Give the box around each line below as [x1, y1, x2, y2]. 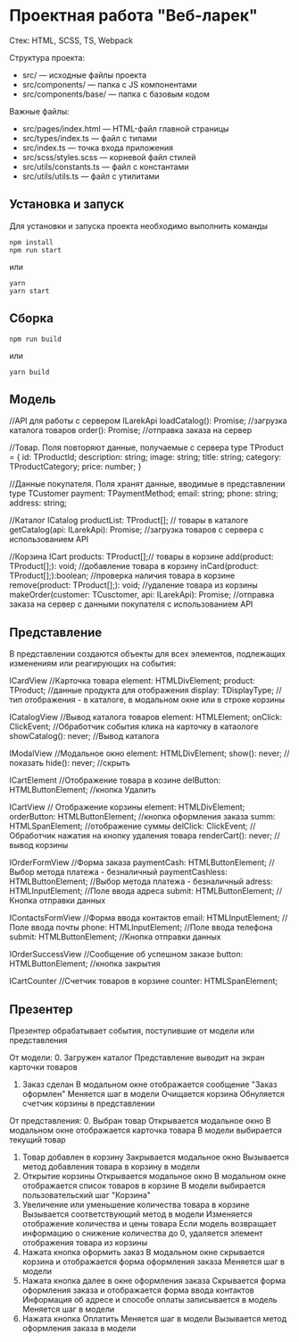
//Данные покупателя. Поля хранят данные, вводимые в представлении [9, 479, 286, 489]
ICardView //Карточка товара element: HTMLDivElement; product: [9, 675, 255, 686]
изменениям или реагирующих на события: [9, 658, 177, 669]
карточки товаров [9, 1062, 78, 1072]
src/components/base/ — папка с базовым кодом [21, 89, 210, 99]
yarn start [9, 286, 50, 295]
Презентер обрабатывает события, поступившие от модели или [9, 1025, 254, 1036]
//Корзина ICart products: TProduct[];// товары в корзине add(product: [9, 551, 274, 562]
